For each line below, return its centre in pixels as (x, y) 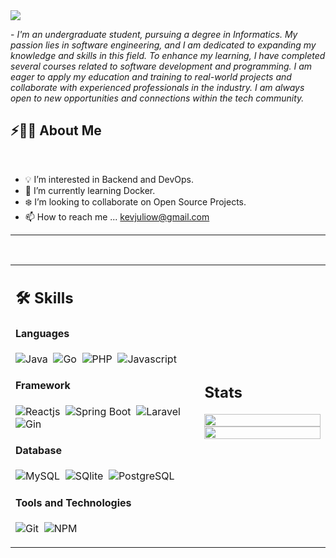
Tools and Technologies (73, 502)
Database (39, 451)
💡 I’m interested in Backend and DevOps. (109, 179)
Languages (42, 333)
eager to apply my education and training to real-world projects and (151, 77)
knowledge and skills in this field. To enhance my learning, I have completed (168, 55)
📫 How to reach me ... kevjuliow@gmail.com (117, 216)
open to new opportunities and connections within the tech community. (157, 98)
